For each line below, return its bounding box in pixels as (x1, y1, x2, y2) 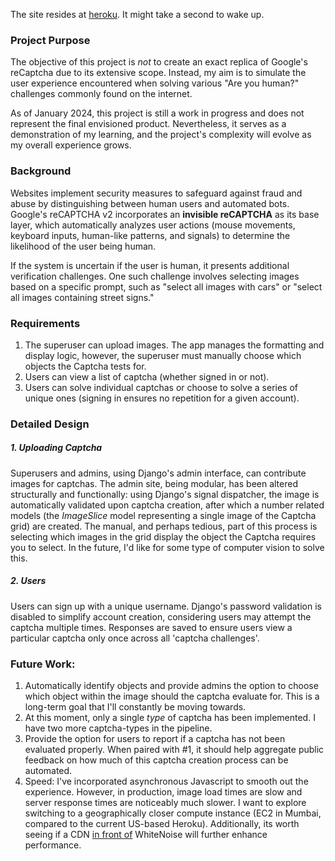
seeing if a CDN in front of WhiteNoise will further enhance (24, 829, 268, 841)
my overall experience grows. (10, 139, 132, 151)
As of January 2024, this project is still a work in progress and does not (10, 107, 305, 119)
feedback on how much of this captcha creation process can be (24, 754, 289, 766)
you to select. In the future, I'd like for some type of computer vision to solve (10, 541, 325, 553)
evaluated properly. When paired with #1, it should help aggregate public (24, 744, 325, 756)
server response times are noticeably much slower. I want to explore (24, 797, 307, 809)
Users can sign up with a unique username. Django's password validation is (10, 600, 322, 612)
